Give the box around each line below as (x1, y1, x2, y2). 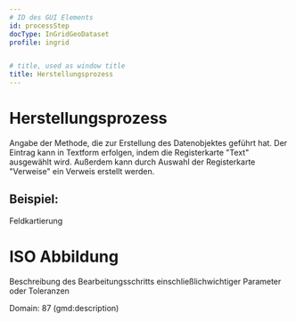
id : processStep (9, 21, 70, 30)
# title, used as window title (9, 61, 126, 71)
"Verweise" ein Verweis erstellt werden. (9, 165, 155, 176)
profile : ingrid (9, 37, 70, 47)
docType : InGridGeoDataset (9, 29, 110, 38)
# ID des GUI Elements (9, 12, 94, 22)
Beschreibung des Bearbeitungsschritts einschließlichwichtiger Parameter (9, 276, 282, 286)
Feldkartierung (9, 215, 63, 226)
